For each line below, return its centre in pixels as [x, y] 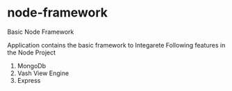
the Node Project [32, 52]
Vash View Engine [43, 73]
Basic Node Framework [41, 32]
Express [29, 80]
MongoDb [32, 65]
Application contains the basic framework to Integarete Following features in [116, 45]
